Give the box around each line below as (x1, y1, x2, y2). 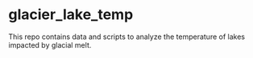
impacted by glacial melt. (8, 40, 92, 49)
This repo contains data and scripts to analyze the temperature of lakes (8, 32, 246, 41)
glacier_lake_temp (8, 6, 134, 24)
